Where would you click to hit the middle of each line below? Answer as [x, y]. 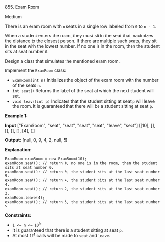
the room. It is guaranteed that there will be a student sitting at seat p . [83, 106]
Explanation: [18, 150]
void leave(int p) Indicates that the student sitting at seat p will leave [83, 101]
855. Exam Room [22, 7]
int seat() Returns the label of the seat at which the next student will [83, 90]
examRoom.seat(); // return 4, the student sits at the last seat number [82, 180]
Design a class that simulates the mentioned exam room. [62, 61]
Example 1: [16, 116]
